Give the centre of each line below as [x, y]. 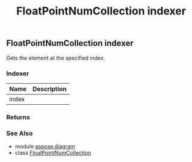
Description [50, 89]
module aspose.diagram [45, 146]
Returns [18, 117]
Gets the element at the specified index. [56, 58]
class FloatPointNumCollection [53, 153]
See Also [20, 133]
